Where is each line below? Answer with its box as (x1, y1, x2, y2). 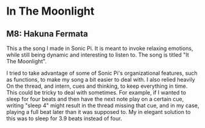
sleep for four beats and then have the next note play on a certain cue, (6, 96, 184, 102)
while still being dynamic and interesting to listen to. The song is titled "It (6, 51, 190, 59)
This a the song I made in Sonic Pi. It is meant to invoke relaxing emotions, (6, 44, 194, 52)
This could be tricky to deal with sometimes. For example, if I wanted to (6, 89, 187, 96)
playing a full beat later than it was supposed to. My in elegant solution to (6, 108, 191, 115)
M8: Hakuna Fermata (6, 29, 88, 39)
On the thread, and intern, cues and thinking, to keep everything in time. (6, 82, 188, 90)
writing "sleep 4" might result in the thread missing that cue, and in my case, (6, 102, 199, 109)
